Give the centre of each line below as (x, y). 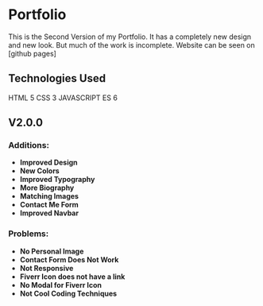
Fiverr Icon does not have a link (72, 277)
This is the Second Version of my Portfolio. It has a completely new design (130, 37)
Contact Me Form (49, 205)
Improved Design (48, 163)
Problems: (29, 234)
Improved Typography (57, 180)
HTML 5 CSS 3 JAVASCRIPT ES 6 (63, 98)
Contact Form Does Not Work (69, 259)
